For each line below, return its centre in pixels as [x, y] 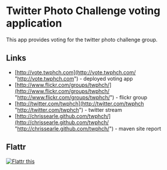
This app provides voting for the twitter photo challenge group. [82, 39]
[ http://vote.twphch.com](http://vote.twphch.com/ [75, 72]
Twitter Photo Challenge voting [83, 11]
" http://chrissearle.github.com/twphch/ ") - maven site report [88, 128]
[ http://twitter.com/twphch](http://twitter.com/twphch [79, 104]
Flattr [16, 147]
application [34, 23]
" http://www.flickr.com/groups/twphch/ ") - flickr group [81, 97]
